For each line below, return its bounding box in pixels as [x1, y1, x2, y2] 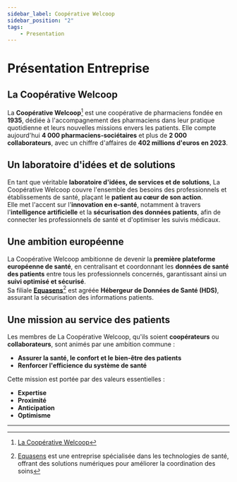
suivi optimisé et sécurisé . [7, 277, 86, 286]
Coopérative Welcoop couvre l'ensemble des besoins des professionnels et [7, 185, 227, 194]
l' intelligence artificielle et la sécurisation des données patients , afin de [7, 208, 221, 216]
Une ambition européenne [7, 236, 124, 248]
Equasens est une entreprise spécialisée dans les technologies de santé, [17, 452, 229, 460]
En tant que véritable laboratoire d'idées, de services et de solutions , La [7, 177, 221, 186]
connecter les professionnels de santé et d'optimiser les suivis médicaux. [7, 215, 221, 223]
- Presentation [20, 30, 65, 37]
